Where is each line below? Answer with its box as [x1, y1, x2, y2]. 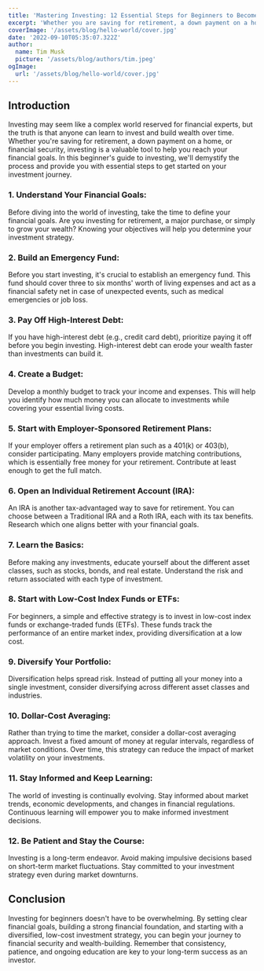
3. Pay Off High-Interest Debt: [8, 314, 124, 325]
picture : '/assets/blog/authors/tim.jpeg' [15, 56, 156, 64]
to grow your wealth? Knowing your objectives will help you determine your [8, 224, 252, 233]
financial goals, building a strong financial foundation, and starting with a [8, 922, 244, 931]
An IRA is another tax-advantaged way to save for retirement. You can [8, 504, 234, 513]
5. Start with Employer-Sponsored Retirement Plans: [8, 423, 212, 434]
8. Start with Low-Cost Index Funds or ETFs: [8, 594, 180, 605]
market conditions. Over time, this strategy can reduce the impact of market [8, 745, 254, 754]
